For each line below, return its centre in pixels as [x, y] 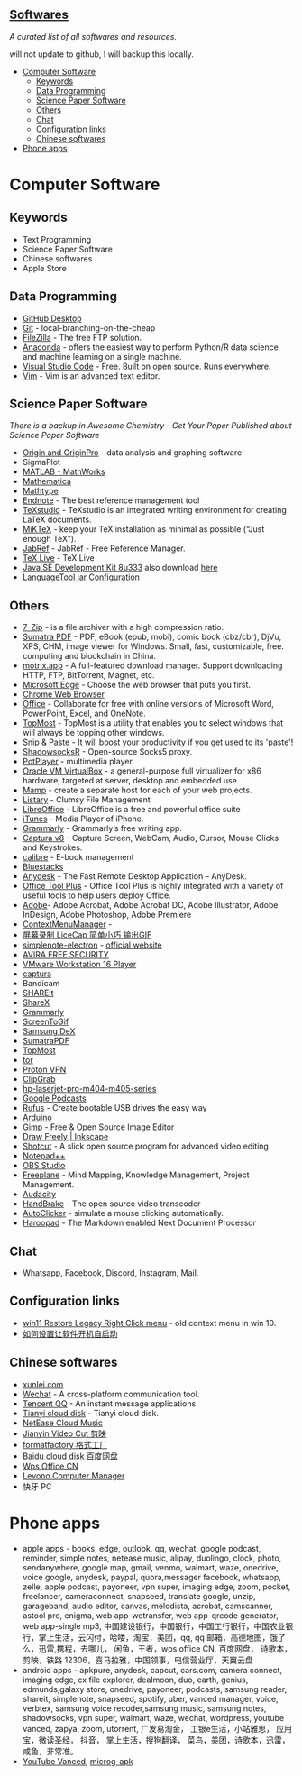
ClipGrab [39, 1079]
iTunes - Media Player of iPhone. [83, 819]
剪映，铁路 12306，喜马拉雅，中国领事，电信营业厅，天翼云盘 [138, 1660]
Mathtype [40, 491]
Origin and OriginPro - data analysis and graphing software [132, 453]
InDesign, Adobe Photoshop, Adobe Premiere [107, 915]
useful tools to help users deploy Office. [96, 895]
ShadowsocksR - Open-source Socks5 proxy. [107, 752]
